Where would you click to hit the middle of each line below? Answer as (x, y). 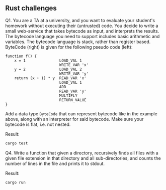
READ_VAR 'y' (73, 91)
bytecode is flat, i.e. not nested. (38, 124)
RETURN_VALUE (73, 100)
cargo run (16, 182)
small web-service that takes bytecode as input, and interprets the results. (82, 31)
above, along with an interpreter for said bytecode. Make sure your (74, 119)
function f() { (21, 56)
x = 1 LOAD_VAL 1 (48, 60)
